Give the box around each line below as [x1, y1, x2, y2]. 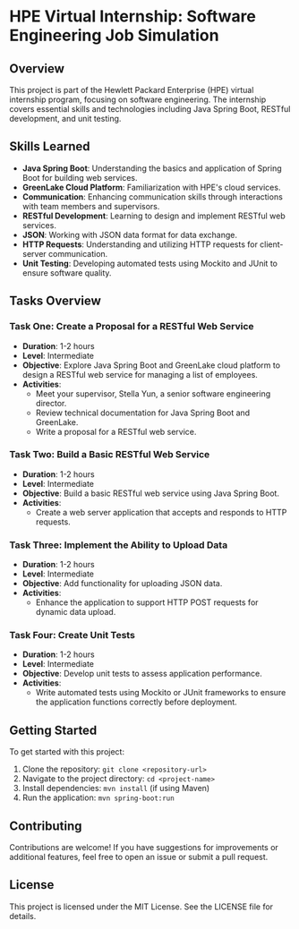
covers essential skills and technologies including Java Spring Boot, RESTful [9, 104, 291, 114]
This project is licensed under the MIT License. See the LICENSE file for [9, 901, 274, 912]
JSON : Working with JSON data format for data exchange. [21, 229, 238, 240]
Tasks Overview [9, 294, 101, 309]
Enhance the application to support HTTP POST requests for [35, 597, 259, 608]
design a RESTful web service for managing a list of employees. [21, 369, 258, 379]
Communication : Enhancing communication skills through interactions [21, 191, 284, 202]
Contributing [9, 818, 82, 833]
